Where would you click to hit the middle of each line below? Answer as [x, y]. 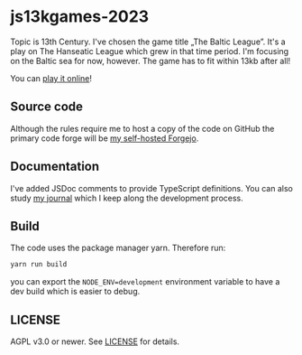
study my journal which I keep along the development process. [127, 198]
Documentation [55, 167]
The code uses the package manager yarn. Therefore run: [118, 248]
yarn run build [39, 265]
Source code [47, 107]
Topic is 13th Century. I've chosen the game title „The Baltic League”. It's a [148, 42]
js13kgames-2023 [80, 17]
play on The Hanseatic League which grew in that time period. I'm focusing [150, 51]
